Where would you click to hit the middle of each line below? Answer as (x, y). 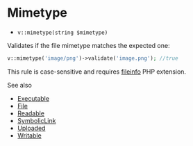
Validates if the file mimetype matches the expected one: (89, 45)
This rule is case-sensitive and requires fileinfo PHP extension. (96, 72)
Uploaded (31, 128)
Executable (33, 98)
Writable (29, 135)
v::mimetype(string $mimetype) (62, 33)
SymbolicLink (36, 120)
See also (20, 85)
